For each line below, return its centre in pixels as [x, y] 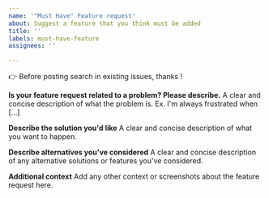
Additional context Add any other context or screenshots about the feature [134, 177]
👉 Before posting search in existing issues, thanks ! [96, 77]
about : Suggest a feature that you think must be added [105, 23]
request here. [31, 185]
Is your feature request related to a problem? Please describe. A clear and [134, 95]
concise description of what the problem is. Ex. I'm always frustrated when [133, 104]
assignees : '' [32, 46]
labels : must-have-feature [54, 38]
